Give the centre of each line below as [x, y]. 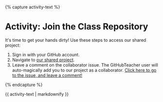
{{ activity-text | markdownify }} [37, 94]
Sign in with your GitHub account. [46, 54]
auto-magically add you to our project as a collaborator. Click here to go [84, 70]
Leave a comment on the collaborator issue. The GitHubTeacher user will [85, 65]
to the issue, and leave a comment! [47, 75]
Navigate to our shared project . [43, 60]
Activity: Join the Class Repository [77, 27]
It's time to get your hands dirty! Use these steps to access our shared [76, 40]
